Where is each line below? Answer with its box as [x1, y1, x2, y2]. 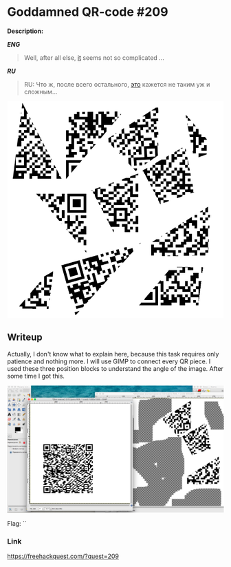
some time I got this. [7, 372, 65, 380]
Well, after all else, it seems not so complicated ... [23, 53, 165, 62]
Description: [7, 27, 43, 35]
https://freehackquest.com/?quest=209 [7, 552, 119, 561]
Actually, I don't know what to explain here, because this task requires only [7, 350, 219, 358]
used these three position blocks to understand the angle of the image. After [7, 364, 223, 372]
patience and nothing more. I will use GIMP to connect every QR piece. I [7, 357, 211, 365]
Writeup [7, 332, 43, 343]
